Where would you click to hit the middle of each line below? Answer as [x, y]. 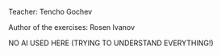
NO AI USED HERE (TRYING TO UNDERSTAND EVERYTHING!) [111, 43]
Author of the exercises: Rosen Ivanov [72, 27]
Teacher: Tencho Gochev [50, 12]
